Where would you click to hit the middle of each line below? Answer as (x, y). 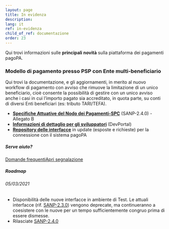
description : (19, 19)
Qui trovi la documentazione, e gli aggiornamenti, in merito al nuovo (76, 82)
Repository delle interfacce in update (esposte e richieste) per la (81, 130)
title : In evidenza (26, 15)
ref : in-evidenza (24, 29)
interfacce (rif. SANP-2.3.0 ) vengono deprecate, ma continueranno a (84, 205)
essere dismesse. (31, 215)
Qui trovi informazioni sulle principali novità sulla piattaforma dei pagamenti (85, 52)
